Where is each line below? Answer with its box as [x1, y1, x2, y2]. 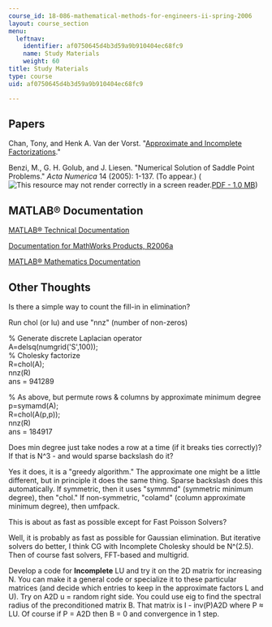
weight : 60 [23, 58, 60, 66]
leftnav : [15, 34, 45, 43]
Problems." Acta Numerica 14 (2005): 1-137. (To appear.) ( [8, 171, 201, 181]
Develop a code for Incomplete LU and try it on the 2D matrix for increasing [8, 565, 262, 575]
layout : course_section [8, 19, 89, 28]
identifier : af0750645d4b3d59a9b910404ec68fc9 [23, 42, 183, 50]
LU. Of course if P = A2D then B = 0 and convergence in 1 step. [8, 608, 220, 618]
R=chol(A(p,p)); [8, 409, 61, 419]
